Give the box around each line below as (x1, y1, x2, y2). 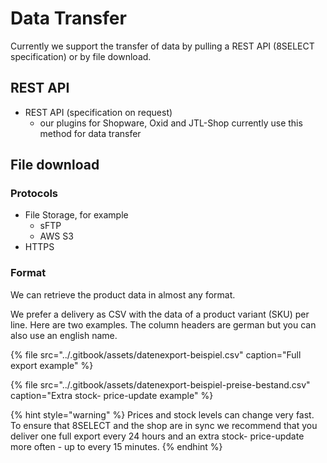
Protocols (10, 187, 59, 201)
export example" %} (10, 359, 94, 371)
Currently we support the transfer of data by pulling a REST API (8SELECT (10, 40, 315, 52)
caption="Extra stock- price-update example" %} (10, 389, 214, 401)
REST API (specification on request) (24, 106, 173, 118)
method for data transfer (39, 127, 142, 139)
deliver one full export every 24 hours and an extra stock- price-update (10, 430, 305, 442)
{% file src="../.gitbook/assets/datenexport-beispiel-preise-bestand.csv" (10, 378, 311, 391)
